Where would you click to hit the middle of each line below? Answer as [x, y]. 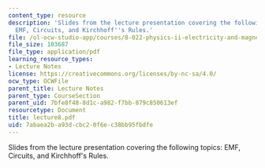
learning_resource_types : [50, 60]
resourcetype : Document [47, 111]
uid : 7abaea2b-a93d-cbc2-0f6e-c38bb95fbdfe [81, 125]
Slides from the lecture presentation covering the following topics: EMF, [124, 147]
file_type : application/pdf [54, 52]
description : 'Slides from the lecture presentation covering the [119, 23]
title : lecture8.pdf [42, 118]
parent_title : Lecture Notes [56, 88]
